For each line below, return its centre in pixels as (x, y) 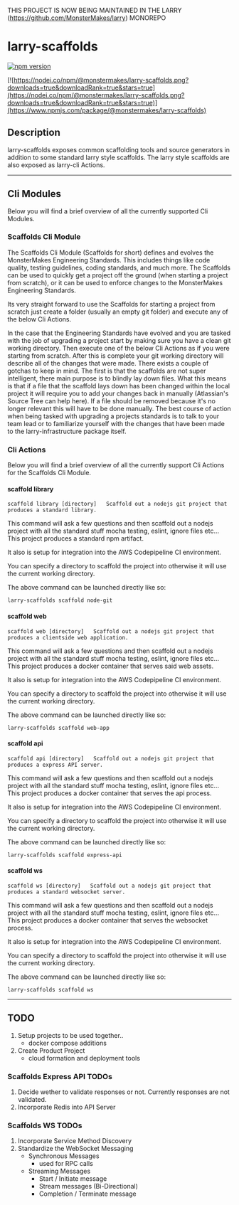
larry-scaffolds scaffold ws (51, 989)
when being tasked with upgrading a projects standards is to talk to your (113, 416)
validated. (32, 1100)
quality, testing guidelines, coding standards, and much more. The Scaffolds (119, 267)
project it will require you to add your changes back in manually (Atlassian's (118, 393)
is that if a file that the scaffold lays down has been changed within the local (118, 386)
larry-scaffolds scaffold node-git (60, 600)
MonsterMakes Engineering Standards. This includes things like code (109, 260)
